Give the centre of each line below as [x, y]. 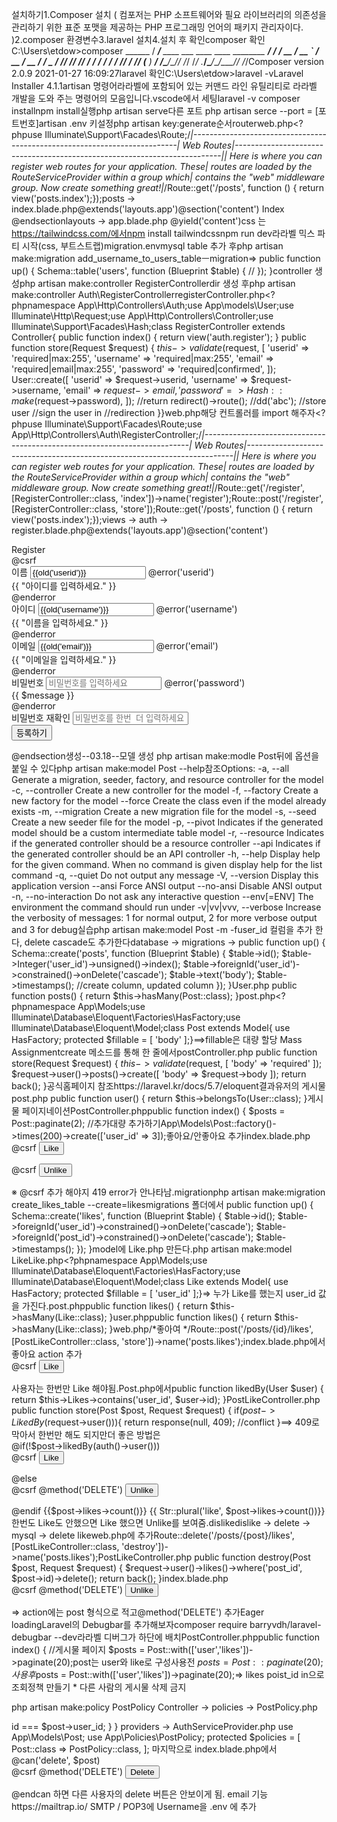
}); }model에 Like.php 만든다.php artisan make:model [184, 1249]
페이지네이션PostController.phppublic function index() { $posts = [153, 1111]
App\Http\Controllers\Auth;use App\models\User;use [186, 305]
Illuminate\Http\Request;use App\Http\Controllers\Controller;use [142, 316]
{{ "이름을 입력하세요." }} [60, 622]
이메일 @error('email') [115, 646]
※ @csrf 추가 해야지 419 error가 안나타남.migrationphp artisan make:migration [168, 1192]
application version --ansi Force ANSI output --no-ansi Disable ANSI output [167, 886]
